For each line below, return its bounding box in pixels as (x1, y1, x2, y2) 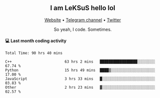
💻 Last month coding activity (5, 38, 66, 44)
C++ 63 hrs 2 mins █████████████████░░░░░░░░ (5, 59, 155, 64)
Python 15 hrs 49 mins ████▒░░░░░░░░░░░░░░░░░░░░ (5, 68, 155, 73)
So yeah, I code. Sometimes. (54, 26, 112, 32)
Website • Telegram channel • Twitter (44, 17, 121, 23)
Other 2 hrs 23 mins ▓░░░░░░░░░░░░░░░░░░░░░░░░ (5, 85, 155, 90)
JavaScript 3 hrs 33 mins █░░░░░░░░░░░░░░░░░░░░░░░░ (5, 76, 155, 81)
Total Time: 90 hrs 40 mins (5, 51, 63, 56)
